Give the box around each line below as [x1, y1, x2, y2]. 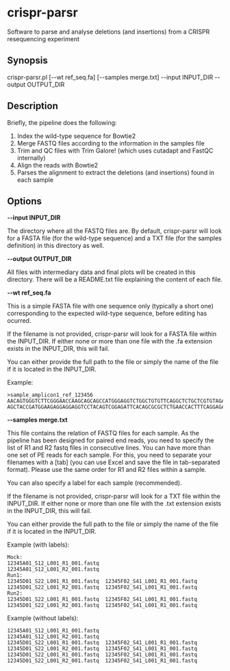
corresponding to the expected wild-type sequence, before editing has [7, 309, 207, 317]
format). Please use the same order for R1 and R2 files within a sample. [7, 466, 207, 474]
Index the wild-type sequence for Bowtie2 [16, 132, 136, 140]
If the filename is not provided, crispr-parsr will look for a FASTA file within [7, 330, 217, 338]
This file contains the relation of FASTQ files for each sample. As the [7, 429, 200, 437]
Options [7, 195, 42, 207]
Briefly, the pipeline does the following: [7, 118, 118, 126]
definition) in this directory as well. [7, 242, 105, 250]
